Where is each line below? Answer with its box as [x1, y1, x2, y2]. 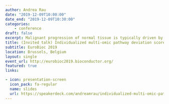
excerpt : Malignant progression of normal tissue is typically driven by [5, 36, 163, 41]
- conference [14, 26, 42, 31]
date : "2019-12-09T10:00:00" [5, 12, 66, 17]
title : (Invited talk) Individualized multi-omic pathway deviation [5, 40, 152, 45]
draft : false [5, 31, 33, 36]
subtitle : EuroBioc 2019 [5, 45, 57, 50]
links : [5, 68, 19, 73]
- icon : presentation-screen [5, 77, 66, 82]
